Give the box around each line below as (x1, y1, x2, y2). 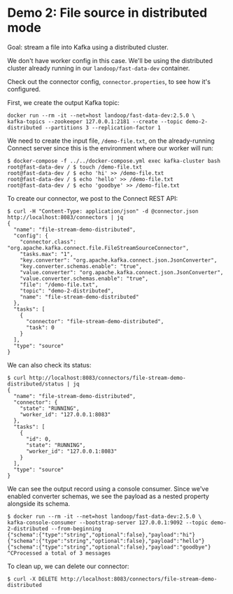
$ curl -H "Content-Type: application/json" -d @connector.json (7, 208, 199, 215)
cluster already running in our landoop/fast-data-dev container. (7, 64, 190, 72)
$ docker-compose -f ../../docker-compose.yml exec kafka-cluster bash (7, 157, 220, 164)
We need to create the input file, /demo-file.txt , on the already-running (7, 136, 215, 145)
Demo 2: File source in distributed (7, 5, 208, 21)
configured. (7, 85, 41, 93)
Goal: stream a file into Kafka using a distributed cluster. (7, 43, 169, 51)
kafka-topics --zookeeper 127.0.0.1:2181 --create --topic (7, 118, 183, 125)
